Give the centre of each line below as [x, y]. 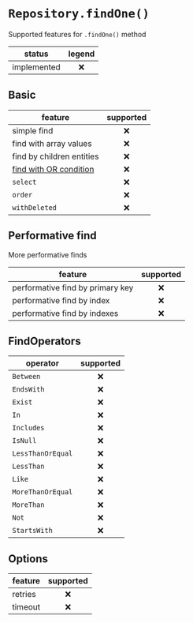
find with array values [52, 143]
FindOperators [45, 341]
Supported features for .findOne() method [77, 34]
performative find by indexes [65, 313]
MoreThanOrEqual [43, 492]
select [24, 182]
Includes [28, 428]
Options [28, 559]
